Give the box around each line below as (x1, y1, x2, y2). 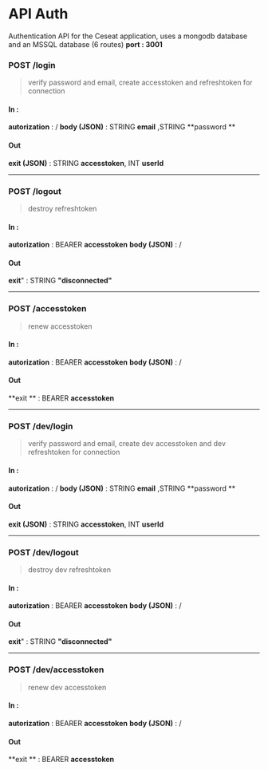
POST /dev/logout (8, 547, 79, 558)
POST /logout (8, 185, 61, 196)
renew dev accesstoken (27, 682, 107, 692)
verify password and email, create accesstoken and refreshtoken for (27, 77, 253, 88)
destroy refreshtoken (27, 203, 97, 213)
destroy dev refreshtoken (27, 565, 112, 575)
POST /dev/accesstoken (8, 664, 104, 675)
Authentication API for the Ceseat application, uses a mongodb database (8, 31, 248, 41)
